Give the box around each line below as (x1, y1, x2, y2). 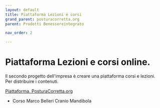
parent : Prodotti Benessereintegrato (5, 21, 84, 27)
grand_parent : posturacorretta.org (5, 17, 80, 22)
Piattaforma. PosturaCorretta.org (5, 88, 73, 94)
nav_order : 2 (5, 31, 33, 36)
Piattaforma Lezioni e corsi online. (5, 56, 150, 68)
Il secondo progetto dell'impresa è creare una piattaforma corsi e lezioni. (5, 73, 155, 79)
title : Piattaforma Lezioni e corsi (5, 12, 82, 17)
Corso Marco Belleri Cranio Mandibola (12, 98, 92, 104)
